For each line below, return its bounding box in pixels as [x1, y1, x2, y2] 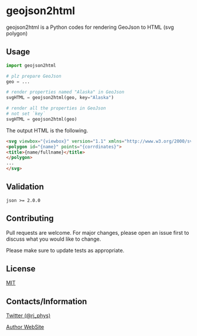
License [6, 264, 36, 274]
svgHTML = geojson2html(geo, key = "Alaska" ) [6, 95, 114, 101]
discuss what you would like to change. [6, 235, 101, 242]
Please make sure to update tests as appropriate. [6, 247, 125, 254]
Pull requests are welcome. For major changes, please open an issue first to [6, 229, 189, 236]
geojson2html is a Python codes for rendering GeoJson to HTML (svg [6, 24, 174, 31]
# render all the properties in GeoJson [6, 105, 107, 111]
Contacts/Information [6, 296, 87, 307]
